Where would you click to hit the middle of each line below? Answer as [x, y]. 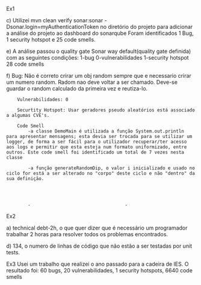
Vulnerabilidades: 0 [43, 99]
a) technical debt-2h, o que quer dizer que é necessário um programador [97, 228]
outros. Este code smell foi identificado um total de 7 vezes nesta [95, 152]
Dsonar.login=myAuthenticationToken [53, 27]
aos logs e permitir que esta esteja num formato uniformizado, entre [97, 147]
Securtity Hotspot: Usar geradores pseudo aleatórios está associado [106, 110]
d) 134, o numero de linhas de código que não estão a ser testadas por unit [99, 246]
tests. [13, 252]
